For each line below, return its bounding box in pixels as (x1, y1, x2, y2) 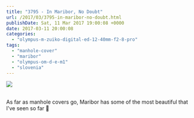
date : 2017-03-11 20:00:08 (6, 25, 74, 32)
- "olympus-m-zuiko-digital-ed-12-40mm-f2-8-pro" (11, 37, 138, 43)
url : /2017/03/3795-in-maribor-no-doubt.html (6, 14, 122, 20)
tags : (6, 43, 20, 49)
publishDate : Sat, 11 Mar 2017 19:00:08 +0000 (6, 20, 125, 26)
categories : (6, 31, 36, 37)
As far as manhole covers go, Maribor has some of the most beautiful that (6, 98, 189, 105)
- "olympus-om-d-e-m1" (11, 59, 68, 65)
